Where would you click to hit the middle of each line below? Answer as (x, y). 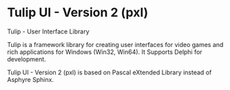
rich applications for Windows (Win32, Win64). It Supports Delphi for (105, 52)
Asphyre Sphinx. (30, 79)
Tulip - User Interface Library (48, 31)
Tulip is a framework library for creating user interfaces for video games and (115, 44)
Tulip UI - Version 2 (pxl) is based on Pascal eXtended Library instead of (109, 72)
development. (27, 59)
